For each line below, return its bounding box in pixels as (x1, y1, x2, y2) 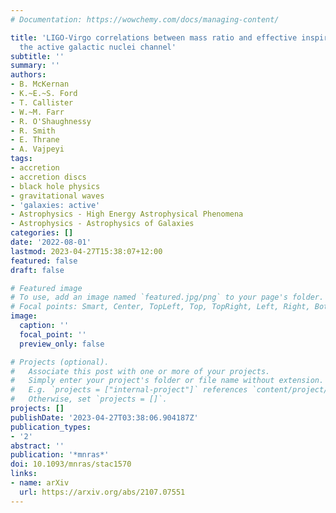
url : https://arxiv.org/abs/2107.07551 (19, 487, 186, 497)
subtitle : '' (10, 51, 65, 61)
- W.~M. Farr (10, 107, 65, 117)
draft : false (10, 265, 65, 275)
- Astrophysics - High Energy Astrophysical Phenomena (10, 209, 244, 220)
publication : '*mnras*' (10, 450, 110, 460)
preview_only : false (19, 339, 105, 349)
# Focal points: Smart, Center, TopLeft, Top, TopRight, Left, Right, (10, 302, 311, 312)
